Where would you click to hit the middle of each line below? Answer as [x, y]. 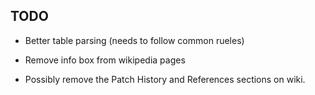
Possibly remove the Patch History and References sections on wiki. [165, 79]
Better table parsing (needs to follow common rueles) [134, 40]
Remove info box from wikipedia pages [105, 60]
